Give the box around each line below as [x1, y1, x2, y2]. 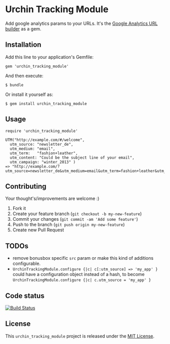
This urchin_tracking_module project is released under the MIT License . [5, 333, 155, 339]
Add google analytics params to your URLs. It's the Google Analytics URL [5, 20, 158, 26]
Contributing [5, 182, 47, 191]
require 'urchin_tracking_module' [5, 128, 78, 133]
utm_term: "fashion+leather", [10, 151, 78, 156]
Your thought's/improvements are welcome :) [5, 195, 100, 201]
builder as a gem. [5, 25, 41, 31]
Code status [5, 291, 45, 300]
